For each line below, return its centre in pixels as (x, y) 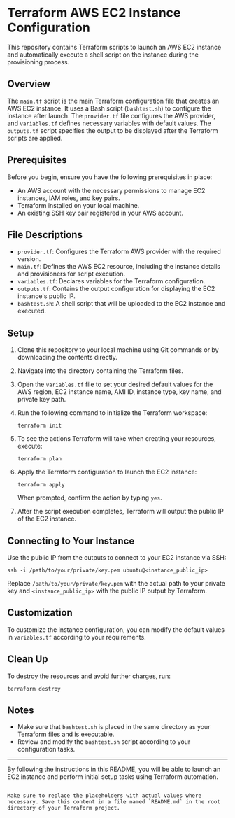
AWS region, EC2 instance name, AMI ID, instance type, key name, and (119, 392)
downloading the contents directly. (67, 358)
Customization (40, 613)
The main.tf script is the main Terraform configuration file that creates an (113, 101)
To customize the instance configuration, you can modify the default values (116, 629)
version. (29, 259)
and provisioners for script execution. (71, 274)
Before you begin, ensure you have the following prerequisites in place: (110, 177)
